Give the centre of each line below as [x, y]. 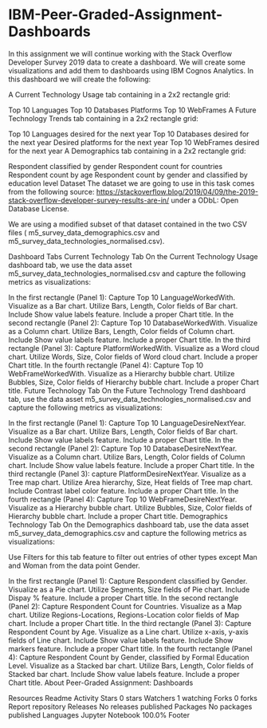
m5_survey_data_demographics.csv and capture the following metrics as [128, 533]
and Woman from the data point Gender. [75, 565]
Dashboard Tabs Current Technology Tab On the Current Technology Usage [133, 256]
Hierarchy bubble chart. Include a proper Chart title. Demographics [118, 516]
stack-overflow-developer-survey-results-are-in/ [89, 200]
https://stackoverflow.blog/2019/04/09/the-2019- [177, 191]
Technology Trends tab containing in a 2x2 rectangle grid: [103, 118]
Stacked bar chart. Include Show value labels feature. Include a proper [124, 674]
